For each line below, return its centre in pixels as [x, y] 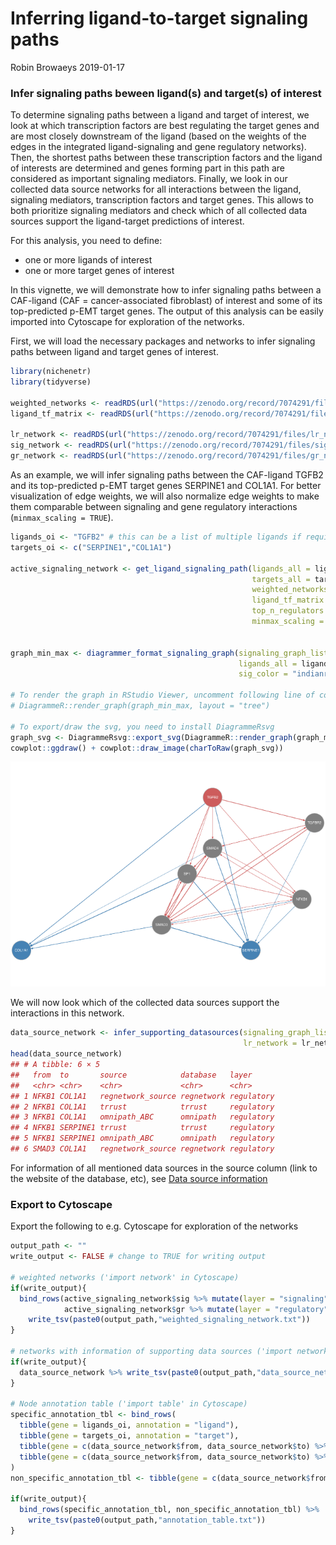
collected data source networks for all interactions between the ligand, [156, 189]
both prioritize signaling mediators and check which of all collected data [159, 211]
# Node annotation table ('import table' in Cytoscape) [129, 1404]
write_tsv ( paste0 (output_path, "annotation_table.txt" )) [147, 1520]
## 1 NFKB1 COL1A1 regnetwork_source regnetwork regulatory [142, 1096]
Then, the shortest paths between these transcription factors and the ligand [166, 158]
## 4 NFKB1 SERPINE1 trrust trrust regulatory [142, 1128]
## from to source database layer [131, 1075]
